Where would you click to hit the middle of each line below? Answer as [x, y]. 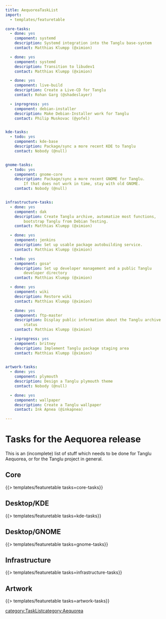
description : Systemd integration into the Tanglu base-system [83, 43]
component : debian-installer [45, 109]
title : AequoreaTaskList [32, 10]
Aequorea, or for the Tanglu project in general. [54, 459]
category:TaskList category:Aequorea [44, 611]
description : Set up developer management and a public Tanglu [83, 268]
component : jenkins [35, 240]
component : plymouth [36, 377]
